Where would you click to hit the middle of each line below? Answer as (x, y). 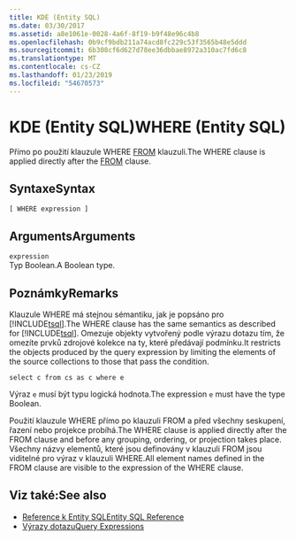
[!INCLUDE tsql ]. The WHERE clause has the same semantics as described (143, 324)
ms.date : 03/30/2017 (47, 26)
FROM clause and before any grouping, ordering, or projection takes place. (145, 440)
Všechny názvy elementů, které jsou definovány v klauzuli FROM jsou (136, 449)
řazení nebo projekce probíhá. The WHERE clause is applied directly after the (148, 430)
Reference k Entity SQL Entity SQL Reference (103, 517)
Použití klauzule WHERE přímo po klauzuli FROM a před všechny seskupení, (147, 420)
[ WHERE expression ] (49, 209)
